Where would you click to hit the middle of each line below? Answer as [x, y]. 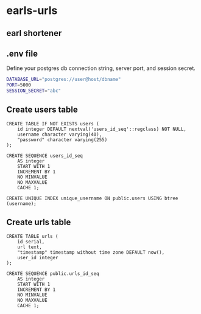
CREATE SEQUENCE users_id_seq [45, 156]
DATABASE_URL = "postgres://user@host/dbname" [64, 80]
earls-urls [32, 11]
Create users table [42, 110]
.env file [22, 53]
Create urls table [39, 222]
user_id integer [38, 257]
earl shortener [34, 33]
